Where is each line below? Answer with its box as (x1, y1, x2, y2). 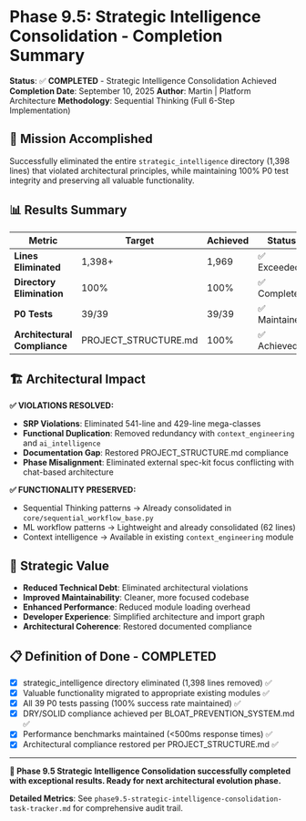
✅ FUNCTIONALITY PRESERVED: (9, 485, 137, 496)
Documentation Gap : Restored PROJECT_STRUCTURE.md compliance (22, 447, 289, 458)
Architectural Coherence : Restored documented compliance (22, 621, 252, 632)
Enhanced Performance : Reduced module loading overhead (22, 601, 250, 612)
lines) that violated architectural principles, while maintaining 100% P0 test (9, 165, 289, 176)
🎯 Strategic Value (9, 558, 109, 573)
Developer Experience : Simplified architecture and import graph (22, 611, 266, 622)
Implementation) (9, 105, 71, 116)
